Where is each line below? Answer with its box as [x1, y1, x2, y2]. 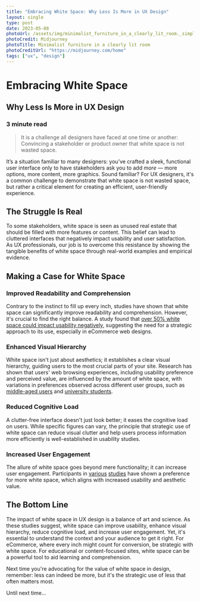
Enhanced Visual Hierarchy [6, 343, 87, 351]
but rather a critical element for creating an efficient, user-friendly [6, 183, 168, 190]
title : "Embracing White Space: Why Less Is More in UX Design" [6, 8, 169, 15]
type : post [6, 20, 33, 26]
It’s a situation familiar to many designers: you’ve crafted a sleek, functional [6, 158, 191, 165]
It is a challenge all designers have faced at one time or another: [20, 133, 179, 140]
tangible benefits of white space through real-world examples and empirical [6, 248, 192, 255]
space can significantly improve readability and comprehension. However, [6, 309, 188, 316]
